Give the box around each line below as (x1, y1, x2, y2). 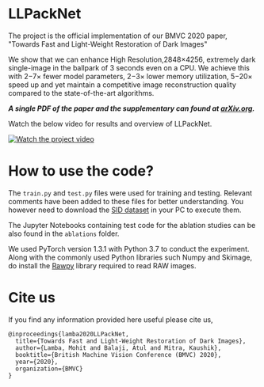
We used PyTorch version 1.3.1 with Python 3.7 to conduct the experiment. (8, 244, 250, 253)
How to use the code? (8, 162, 155, 180)
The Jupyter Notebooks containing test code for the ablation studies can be (8, 220, 256, 230)
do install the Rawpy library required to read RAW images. (8, 260, 197, 270)
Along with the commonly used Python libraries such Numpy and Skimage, (8, 252, 252, 262)
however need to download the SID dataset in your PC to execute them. (8, 205, 242, 214)
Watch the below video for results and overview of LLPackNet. (8, 119, 212, 128)
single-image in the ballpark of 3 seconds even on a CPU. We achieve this (8, 63, 250, 72)
